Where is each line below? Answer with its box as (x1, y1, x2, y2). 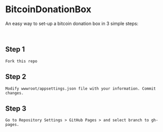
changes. (5, 90, 24, 95)
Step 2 (5, 72, 26, 81)
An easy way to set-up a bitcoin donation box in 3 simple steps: (5, 20, 139, 27)
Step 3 (5, 104, 26, 113)
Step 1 (5, 45, 25, 54)
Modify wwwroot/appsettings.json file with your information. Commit (5, 86, 156, 91)
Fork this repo (5, 59, 38, 64)
